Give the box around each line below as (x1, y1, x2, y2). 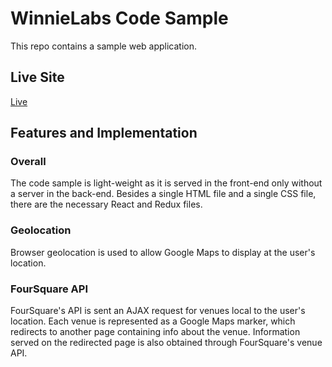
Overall (10, 155, 47, 169)
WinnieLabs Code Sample (10, 7, 229, 30)
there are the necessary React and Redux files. (10, 198, 203, 211)
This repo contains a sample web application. (10, 40, 198, 52)
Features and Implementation (10, 125, 198, 142)
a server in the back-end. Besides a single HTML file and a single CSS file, (10, 188, 317, 200)
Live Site (10, 69, 65, 86)
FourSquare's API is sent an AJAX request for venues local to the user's (10, 305, 306, 317)
